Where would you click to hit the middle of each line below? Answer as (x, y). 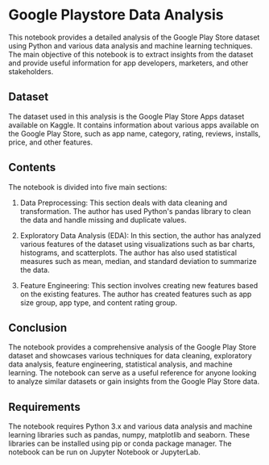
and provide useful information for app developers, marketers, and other (128, 63)
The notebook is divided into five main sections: (88, 186)
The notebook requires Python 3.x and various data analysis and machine (130, 426)
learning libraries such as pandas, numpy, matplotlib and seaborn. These (129, 435)
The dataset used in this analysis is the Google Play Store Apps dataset (126, 116)
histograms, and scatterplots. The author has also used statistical (128, 253)
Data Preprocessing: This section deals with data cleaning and (124, 203)
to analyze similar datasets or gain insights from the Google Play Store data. (134, 382)
